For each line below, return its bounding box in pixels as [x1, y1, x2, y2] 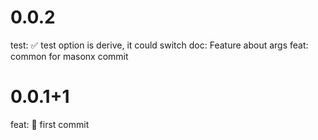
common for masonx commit [10, 50, 129, 62]
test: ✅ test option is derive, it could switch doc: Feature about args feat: [10, 39, 309, 51]
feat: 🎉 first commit [10, 118, 90, 130]
